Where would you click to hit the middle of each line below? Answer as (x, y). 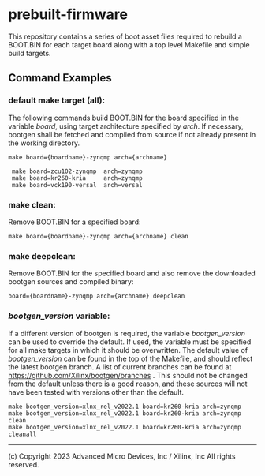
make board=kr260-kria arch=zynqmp (77, 178)
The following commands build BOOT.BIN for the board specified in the (123, 118)
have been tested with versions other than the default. (96, 392)
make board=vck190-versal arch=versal (77, 185)
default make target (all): (56, 100)
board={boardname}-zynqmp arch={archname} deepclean (97, 296)
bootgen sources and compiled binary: (71, 282)
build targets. (30, 53)
